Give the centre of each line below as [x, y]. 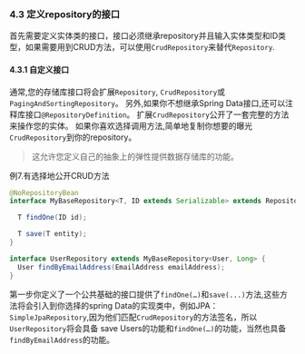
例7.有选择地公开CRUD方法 [59, 175]
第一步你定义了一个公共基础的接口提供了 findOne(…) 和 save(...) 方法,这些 [145, 294]
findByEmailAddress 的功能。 [62, 339]
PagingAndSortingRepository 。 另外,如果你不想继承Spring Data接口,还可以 [148, 103]
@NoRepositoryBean [44, 192]
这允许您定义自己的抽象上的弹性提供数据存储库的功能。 [135, 156]
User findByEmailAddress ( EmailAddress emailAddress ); [121, 267]
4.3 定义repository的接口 [65, 14]
